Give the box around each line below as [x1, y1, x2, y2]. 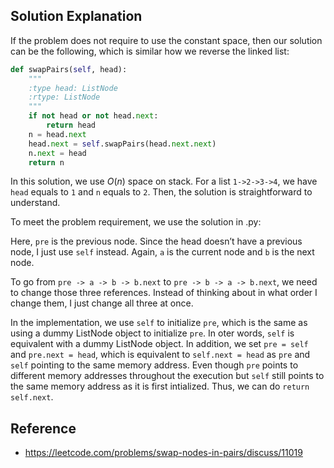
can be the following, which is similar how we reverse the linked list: [10, 45, 290, 57]
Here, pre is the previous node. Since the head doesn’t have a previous [10, 235, 303, 248]
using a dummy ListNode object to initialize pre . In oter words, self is [10, 327, 295, 339]
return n [28, 157, 65, 168]
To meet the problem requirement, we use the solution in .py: [10, 216, 262, 228]
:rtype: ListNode [28, 92, 101, 103]
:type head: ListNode [28, 83, 118, 93]
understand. [10, 197, 61, 209]
